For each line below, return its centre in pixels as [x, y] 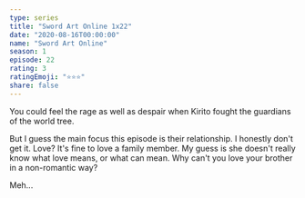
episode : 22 [32, 60]
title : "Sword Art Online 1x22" [71, 26]
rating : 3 [28, 69]
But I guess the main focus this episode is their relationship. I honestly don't [152, 138]
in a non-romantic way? [54, 167]
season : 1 [28, 52]
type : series [34, 18]
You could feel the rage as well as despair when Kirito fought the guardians [150, 111]
